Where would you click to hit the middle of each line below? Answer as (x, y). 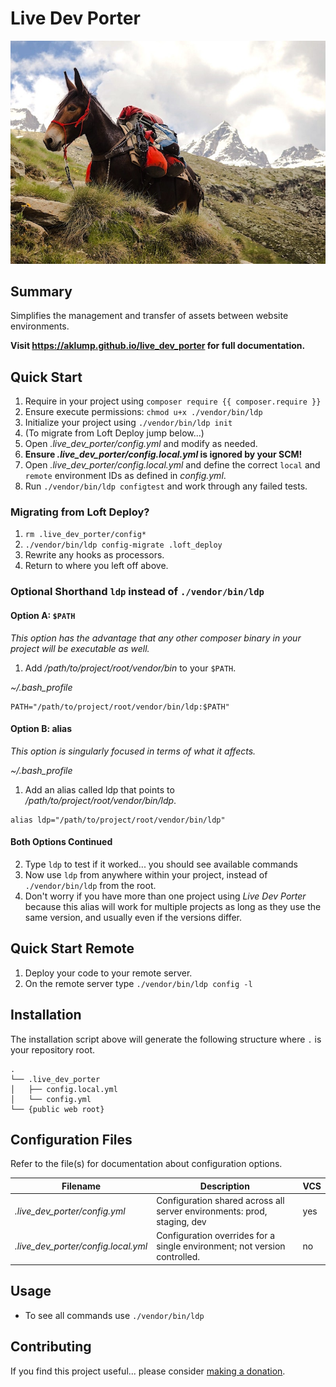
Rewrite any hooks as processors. (94, 555)
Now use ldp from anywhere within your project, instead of (146, 874)
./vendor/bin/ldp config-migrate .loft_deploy (123, 545)
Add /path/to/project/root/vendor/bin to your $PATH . (130, 668)
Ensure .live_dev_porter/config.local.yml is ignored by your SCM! (163, 454)
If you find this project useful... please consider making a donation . (148, 1371)
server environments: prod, (212, 1211)
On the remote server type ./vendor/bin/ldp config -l (138, 983)
